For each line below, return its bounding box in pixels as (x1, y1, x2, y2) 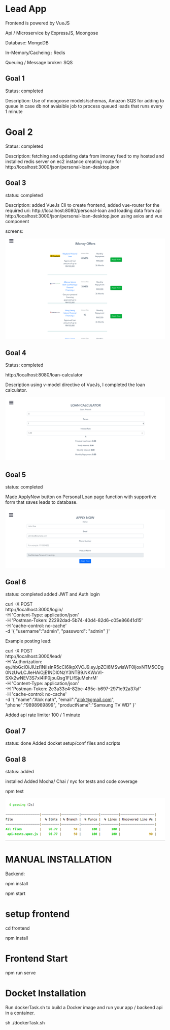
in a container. (5, 1010, 35, 1016)
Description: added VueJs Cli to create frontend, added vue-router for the (5, 202, 160, 208)
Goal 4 (5, 348, 26, 357)
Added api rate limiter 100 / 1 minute (5, 712, 80, 718)
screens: (5, 228, 24, 234)
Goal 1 (5, 74, 25, 83)
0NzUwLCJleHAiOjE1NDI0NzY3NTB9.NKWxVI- (5, 669, 104, 675)
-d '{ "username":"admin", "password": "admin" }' (5, 628, 110, 634)
